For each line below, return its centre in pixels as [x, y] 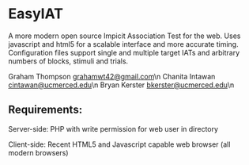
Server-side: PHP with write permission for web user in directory [113, 129]
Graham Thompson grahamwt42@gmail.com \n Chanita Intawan [112, 76]
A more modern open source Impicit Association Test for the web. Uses [124, 36]
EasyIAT [36, 14]
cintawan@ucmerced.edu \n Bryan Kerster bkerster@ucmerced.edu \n [121, 85]
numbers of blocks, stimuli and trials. [68, 61]
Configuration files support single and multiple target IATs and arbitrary [124, 52]
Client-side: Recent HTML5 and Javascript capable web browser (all [119, 144]
